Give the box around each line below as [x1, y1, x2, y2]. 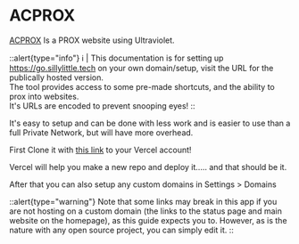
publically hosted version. [9, 72, 104, 83]
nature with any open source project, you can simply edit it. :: [9, 224, 235, 235]
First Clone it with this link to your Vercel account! [9, 144, 192, 155]
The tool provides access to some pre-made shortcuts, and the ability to [9, 81, 275, 92]
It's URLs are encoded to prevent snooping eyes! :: [9, 100, 195, 111]
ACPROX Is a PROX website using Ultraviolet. [9, 35, 176, 45]
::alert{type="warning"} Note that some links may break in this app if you [9, 196, 278, 207]
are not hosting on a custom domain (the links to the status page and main [9, 206, 283, 216]
